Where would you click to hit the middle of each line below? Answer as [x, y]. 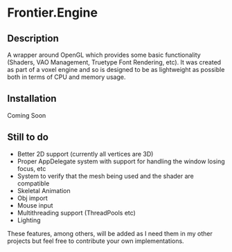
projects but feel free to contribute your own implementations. [96, 241]
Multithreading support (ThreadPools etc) [77, 213]
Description [33, 38]
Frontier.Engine [53, 13]
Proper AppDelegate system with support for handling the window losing [121, 161]
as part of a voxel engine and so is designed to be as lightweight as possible [116, 70]
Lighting [29, 220]
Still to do [28, 137]
